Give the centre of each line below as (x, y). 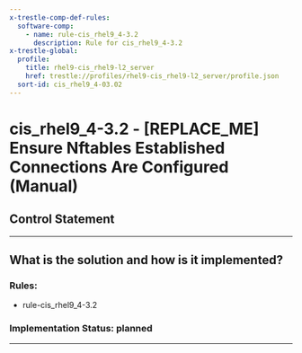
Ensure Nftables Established (117, 148)
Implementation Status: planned (81, 329)
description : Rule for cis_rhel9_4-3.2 (107, 43)
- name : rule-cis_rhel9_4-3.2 (82, 34)
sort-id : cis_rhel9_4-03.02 (70, 84)
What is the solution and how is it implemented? (146, 260)
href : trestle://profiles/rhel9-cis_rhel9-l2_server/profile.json (152, 76)
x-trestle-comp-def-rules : (60, 18)
